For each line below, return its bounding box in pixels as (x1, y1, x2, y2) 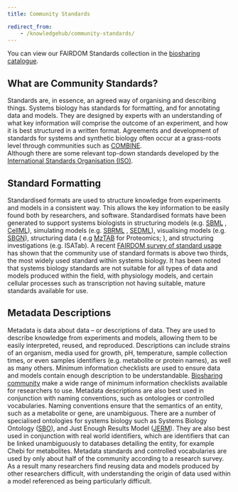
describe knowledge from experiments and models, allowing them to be (7, 333, 218, 341)
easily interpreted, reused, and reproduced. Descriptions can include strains (7, 341, 231, 349)
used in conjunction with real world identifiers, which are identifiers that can (7, 431, 229, 440)
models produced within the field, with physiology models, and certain (7, 271, 213, 280)
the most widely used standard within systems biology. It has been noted (7, 256, 221, 265)
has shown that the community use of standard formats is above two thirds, (7, 249, 229, 257)
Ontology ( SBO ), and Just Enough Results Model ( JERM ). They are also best (7, 424, 231, 432)
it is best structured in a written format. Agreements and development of (7, 126, 219, 135)
